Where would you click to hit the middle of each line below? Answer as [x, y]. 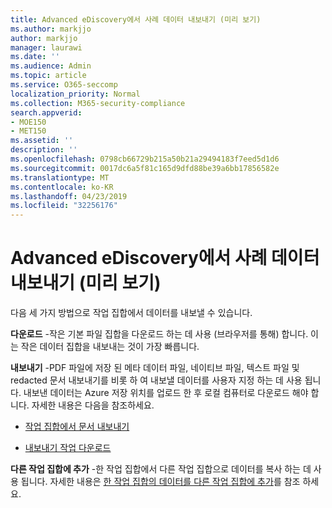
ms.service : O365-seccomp [64, 85]
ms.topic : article [48, 76]
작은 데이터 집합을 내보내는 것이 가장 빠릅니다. [110, 347]
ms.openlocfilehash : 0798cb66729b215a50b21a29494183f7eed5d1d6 [145, 159]
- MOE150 [28, 122]
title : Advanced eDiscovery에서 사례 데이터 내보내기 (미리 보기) [136, 19]
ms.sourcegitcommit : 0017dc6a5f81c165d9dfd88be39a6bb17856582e [145, 168]
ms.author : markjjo [51, 29]
